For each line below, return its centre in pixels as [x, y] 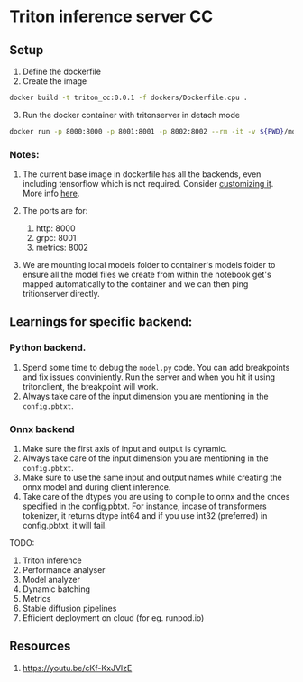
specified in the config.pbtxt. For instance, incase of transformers [145, 506]
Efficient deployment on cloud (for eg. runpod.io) [113, 618]
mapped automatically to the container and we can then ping [135, 284]
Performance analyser [64, 570]
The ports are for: [55, 211]
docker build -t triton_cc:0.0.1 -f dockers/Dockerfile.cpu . [129, 97]
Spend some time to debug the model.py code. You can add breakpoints [156, 367]
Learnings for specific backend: [101, 322]
